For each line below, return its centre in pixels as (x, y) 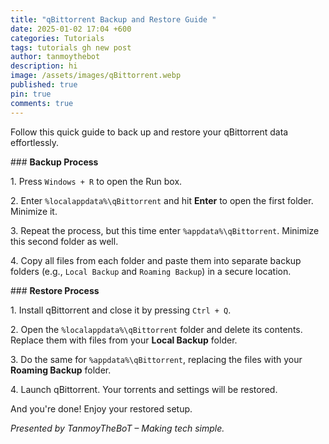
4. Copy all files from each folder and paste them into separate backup (156, 260)
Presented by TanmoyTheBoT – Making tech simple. (117, 428)
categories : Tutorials (57, 38)
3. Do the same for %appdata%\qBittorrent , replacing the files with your (156, 359)
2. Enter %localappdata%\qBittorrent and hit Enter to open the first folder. (162, 200)
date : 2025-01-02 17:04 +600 (71, 29)
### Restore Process (55, 290)
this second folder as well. (64, 241)
